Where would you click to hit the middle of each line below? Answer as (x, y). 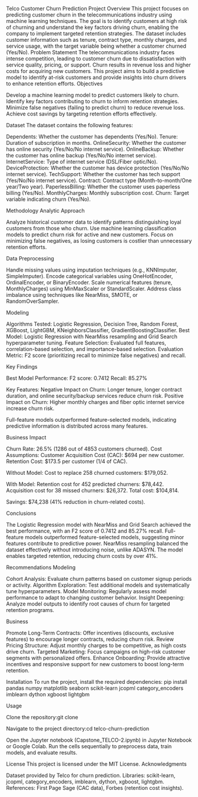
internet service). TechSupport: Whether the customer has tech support (93, 174)
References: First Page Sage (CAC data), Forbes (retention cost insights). (95, 788)
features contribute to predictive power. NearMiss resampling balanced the (97, 543)
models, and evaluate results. (42, 753)
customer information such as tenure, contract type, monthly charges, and (96, 40)
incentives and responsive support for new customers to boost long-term (95, 664)
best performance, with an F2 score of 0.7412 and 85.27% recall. (85, 531)
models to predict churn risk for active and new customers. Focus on (90, 234)
